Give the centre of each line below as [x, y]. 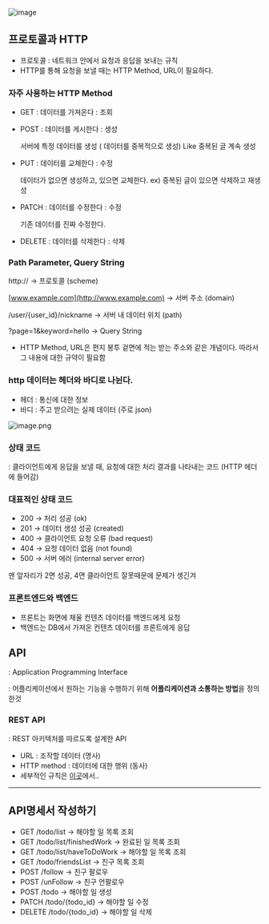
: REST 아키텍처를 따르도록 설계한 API [68, 738]
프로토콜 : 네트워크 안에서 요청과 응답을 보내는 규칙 [99, 60]
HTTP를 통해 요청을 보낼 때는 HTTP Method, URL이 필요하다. [116, 70]
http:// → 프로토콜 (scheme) [53, 281]
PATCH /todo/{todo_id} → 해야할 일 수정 [84, 902]
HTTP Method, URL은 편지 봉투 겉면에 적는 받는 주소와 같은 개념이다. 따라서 [139, 348]
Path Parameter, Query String [67, 263]
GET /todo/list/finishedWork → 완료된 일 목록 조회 [100, 841]
